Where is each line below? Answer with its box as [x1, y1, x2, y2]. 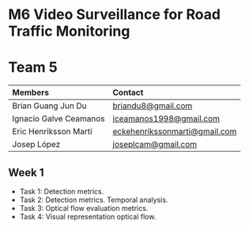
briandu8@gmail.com [112, 100, 193, 111]
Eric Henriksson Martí [12, 126, 92, 137]
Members [12, 87, 50, 98]
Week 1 [8, 166, 44, 179]
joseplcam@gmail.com [112, 139, 198, 150]
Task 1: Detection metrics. [19, 186, 104, 196]
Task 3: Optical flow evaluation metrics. [19, 203, 149, 212]
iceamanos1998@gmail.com [112, 113, 220, 124]
